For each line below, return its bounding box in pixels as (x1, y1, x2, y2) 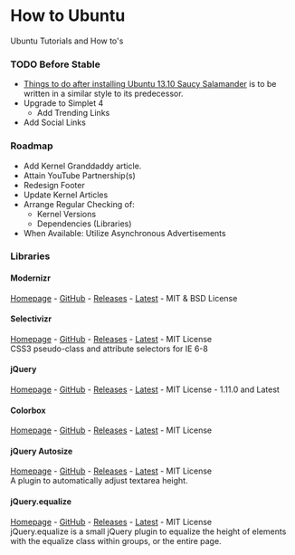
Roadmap (10, 139, 53, 152)
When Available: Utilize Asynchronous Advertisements (23, 227, 226, 238)
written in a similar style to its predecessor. (23, 88, 184, 100)
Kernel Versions (36, 208, 97, 219)
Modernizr (10, 273, 51, 283)
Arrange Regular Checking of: (23, 198, 135, 209)
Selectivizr (10, 313, 52, 324)
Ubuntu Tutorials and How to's (10, 35, 124, 46)
